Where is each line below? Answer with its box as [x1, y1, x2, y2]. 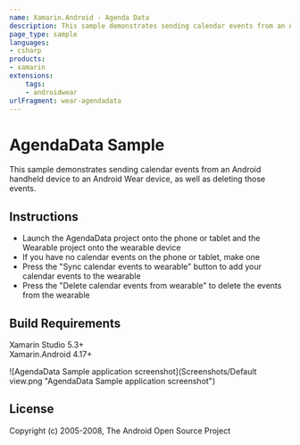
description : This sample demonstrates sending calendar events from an [9, 21, 286, 30]
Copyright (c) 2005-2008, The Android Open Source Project [9, 425, 230, 436]
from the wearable [21, 290, 91, 300]
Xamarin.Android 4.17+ [9, 348, 92, 359]
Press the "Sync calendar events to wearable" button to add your [21, 261, 262, 273]
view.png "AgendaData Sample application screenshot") [9, 375, 216, 386]
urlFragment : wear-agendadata [9, 96, 122, 105]
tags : [25, 80, 46, 88]
